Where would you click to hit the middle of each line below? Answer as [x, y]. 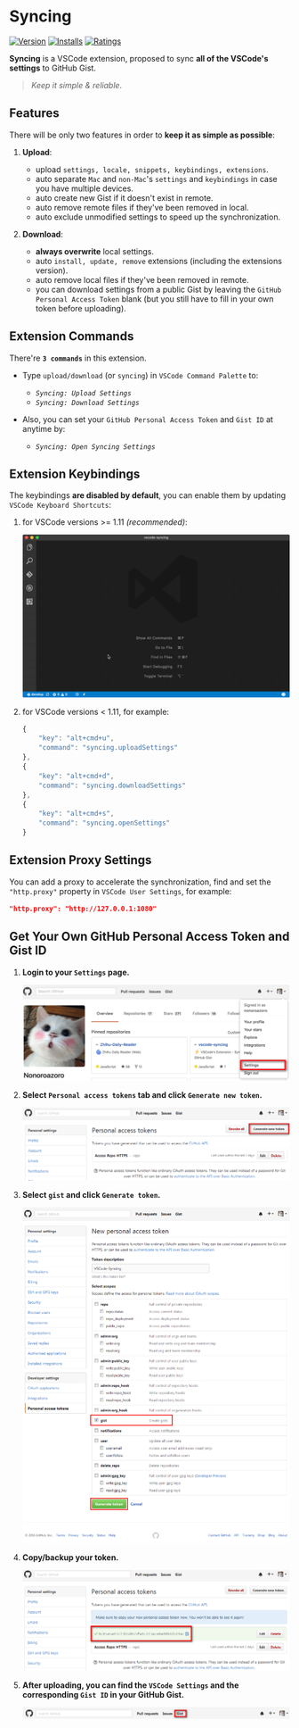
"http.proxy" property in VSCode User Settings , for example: [121, 891]
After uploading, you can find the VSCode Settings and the [130, 1685]
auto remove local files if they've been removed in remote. [142, 279]
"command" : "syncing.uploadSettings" [109, 748]
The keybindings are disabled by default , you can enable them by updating [148, 495]
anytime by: [44, 428]
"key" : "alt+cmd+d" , [77, 776]
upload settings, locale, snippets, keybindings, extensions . [152, 169]
